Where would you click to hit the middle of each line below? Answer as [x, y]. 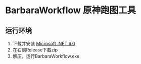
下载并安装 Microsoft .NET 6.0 [44, 44]
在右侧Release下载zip [35, 50]
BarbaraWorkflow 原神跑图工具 [71, 10]
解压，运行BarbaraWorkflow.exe [46, 56]
